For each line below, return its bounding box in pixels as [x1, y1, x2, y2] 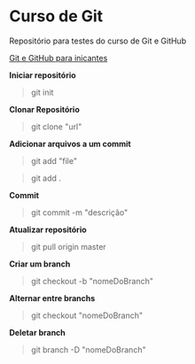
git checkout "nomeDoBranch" [30, 310, 144, 321]
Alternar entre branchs [9, 292, 96, 303]
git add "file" [30, 155, 78, 166]
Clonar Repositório [9, 104, 80, 114]
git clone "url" [30, 121, 82, 132]
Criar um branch [9, 259, 71, 269]
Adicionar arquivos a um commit [9, 138, 131, 149]
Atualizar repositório [9, 224, 87, 235]
